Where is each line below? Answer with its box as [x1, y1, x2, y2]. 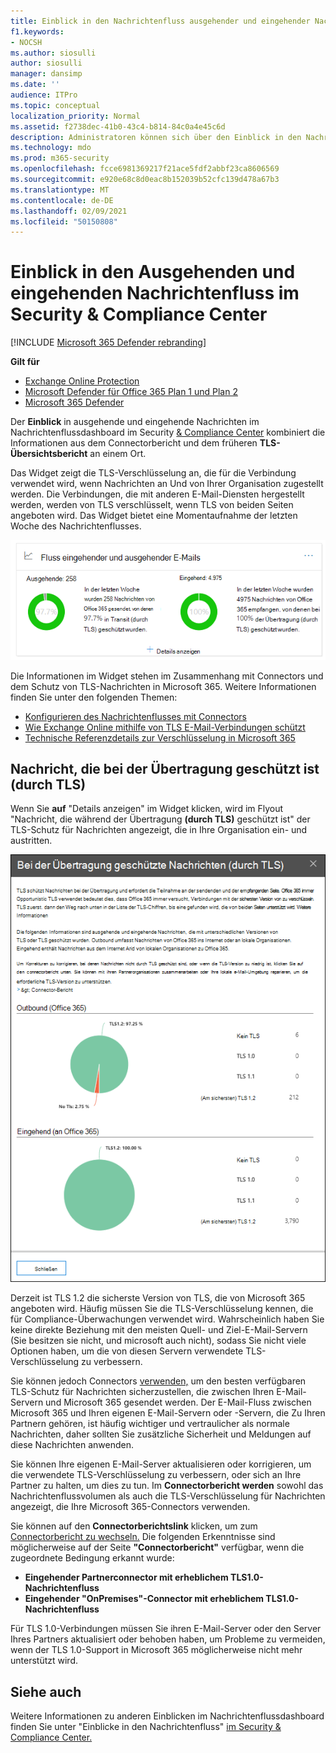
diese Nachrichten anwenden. [10, 1439, 134, 1451]
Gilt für [10, 356, 40, 368]
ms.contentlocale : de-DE [10, 195, 114, 205]
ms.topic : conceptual [10, 100, 101, 110]
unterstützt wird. [10, 1655, 78, 1667]
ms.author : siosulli [10, 48, 97, 58]
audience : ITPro [10, 90, 78, 100]
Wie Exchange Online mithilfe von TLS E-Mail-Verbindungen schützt [24, 721, 306, 733]
